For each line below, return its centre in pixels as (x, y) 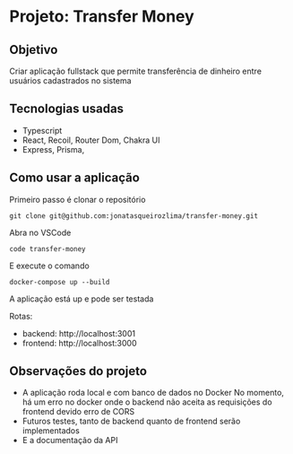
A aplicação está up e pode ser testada (82, 299)
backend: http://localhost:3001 (79, 333)
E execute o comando (49, 266)
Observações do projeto (78, 371)
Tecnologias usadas (66, 109)
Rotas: (21, 316)
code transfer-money (48, 249)
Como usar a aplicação (75, 178)
